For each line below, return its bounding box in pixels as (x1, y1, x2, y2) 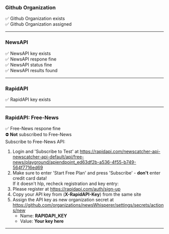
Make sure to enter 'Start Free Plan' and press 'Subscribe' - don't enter (12, 170, 161, 176)
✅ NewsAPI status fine (5, 62, 52, 68)
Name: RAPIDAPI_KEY (20, 213, 67, 219)
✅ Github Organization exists (5, 16, 65, 22)
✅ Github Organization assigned (5, 21, 72, 27)
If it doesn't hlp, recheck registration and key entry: (12, 181, 119, 187)
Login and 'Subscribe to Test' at (12, 148, 79, 155)
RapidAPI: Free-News (5, 114, 59, 121)
